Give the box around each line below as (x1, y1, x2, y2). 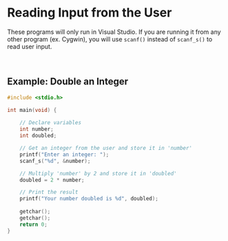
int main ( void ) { (7, 106, 57, 113)
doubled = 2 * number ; (19, 176, 85, 184)
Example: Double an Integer (7, 76, 129, 88)
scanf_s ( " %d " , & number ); (19, 157, 91, 164)
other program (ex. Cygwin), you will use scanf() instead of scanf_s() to (7, 35, 213, 43)
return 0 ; (19, 221, 48, 228)
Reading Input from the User (7, 5, 172, 21)
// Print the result (19, 189, 79, 196)
